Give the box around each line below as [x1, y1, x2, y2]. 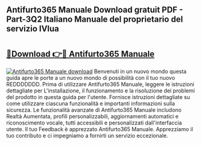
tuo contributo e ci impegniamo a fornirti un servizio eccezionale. [6, 132, 168, 139]
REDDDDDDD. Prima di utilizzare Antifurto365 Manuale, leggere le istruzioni [6, 81, 195, 88]
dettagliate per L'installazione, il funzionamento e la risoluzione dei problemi [6, 87, 195, 94]
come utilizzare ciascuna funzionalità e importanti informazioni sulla [6, 100, 175, 107]
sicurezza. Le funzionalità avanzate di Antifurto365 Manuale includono [6, 106, 182, 114]
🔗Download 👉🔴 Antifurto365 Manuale [6, 48, 155, 59]
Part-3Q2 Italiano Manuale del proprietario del [6, 14, 183, 25]
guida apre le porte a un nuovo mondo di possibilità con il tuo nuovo [6, 74, 175, 81]
